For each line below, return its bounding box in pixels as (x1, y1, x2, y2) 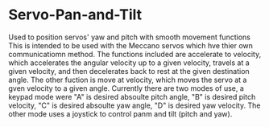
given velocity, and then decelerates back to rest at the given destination (8, 66, 250, 76)
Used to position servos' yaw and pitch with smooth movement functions (8, 32, 251, 42)
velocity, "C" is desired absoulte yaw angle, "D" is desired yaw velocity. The (8, 100, 261, 110)
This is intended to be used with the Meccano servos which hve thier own (8, 40, 254, 50)
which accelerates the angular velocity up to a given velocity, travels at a (8, 58, 250, 68)
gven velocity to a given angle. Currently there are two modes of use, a (8, 83, 244, 93)
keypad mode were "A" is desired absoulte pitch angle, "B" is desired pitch (8, 92, 256, 101)
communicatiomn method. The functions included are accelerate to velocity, (8, 49, 262, 59)
